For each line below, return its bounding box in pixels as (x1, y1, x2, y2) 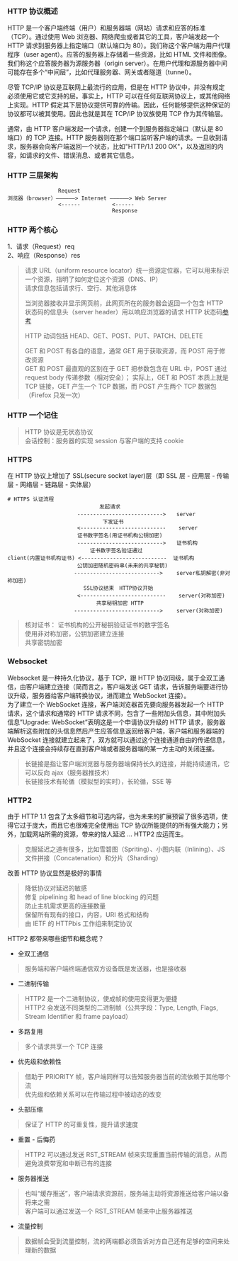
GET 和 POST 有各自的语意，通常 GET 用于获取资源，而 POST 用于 (24, 346, 220, 355)
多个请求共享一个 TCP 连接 (24, 1042, 103, 1051)
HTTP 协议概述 (7, 6, 58, 16)
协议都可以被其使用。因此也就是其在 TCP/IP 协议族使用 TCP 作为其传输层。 (7, 110, 227, 118)
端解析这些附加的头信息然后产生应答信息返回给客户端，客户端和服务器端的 (7, 726, 225, 735)
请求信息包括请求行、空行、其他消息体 (24, 283, 137, 292)
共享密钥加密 (24, 639, 62, 647)
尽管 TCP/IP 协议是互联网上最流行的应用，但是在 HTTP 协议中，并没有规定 (7, 83, 225, 91)
